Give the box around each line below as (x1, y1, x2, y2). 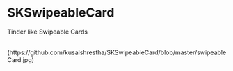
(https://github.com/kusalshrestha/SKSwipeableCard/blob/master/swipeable (7, 48, 227, 57)
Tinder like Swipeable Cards (7, 28, 88, 36)
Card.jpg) (7, 55, 35, 63)
